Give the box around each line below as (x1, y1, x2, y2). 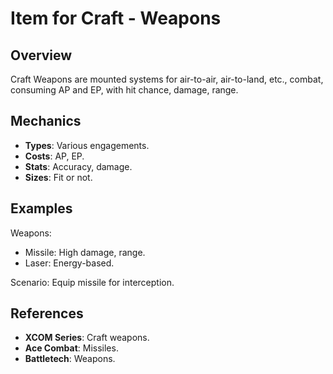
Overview (10, 47, 73, 64)
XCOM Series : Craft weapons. (24, 332, 150, 344)
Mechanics (10, 113, 82, 130)
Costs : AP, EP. (24, 150, 85, 162)
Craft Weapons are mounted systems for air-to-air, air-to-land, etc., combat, (10, 73, 324, 85)
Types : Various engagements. (24, 139, 150, 151)
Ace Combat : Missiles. (24, 342, 119, 354)
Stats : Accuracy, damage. (24, 160, 133, 172)
